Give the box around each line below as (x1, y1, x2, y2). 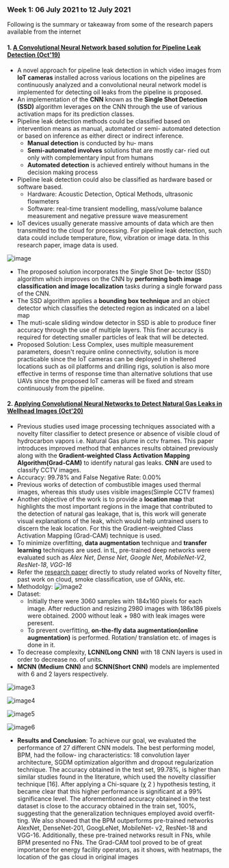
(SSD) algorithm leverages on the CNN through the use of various (16, 102, 203, 110)
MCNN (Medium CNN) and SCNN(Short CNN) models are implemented (16, 662, 220, 671)
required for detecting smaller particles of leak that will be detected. (16, 333, 208, 341)
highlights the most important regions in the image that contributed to (16, 502, 213, 510)
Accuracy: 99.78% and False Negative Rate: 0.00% (16, 473, 162, 481)
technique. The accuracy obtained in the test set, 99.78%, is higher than (16, 765, 221, 773)
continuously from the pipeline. (16, 384, 105, 392)
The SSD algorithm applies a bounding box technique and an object (16, 296, 210, 304)
